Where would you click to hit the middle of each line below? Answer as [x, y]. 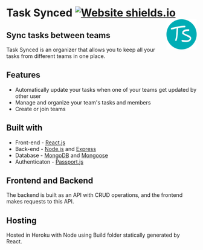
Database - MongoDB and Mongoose [62, 155]
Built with [24, 128]
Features [23, 75]
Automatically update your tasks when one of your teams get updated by [106, 89]
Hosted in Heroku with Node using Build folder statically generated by [93, 235]
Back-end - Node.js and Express [56, 149]
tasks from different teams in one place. [56, 56]
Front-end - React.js [40, 143]
